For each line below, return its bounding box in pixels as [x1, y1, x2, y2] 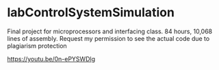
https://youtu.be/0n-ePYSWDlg [7, 54, 96, 63]
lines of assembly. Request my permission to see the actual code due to [7, 34, 210, 42]
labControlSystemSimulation [7, 5, 175, 20]
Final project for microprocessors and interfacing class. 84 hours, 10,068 [7, 27, 213, 35]
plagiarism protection [7, 41, 67, 50]
